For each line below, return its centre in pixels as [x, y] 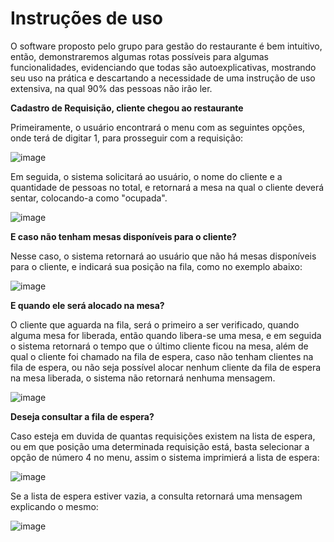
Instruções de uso [86, 18]
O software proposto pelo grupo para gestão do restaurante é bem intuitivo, [166, 46]
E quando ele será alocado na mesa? [87, 305]
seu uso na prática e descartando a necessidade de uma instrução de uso [163, 78]
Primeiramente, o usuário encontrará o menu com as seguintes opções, [158, 127]
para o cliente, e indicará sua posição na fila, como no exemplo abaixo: [156, 266]
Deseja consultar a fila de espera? [82, 416]
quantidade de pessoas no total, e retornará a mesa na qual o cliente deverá [167, 187]
